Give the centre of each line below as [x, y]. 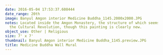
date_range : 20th [23, 14]
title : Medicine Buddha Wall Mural [41, 45]
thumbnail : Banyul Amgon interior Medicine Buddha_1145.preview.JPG [76, 41]
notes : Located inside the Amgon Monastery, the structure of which [76, 23]
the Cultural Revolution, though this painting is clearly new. [76, 27]
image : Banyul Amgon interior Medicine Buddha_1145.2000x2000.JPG [73, 18]
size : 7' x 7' [19, 36]
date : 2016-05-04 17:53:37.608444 [40, 9]
